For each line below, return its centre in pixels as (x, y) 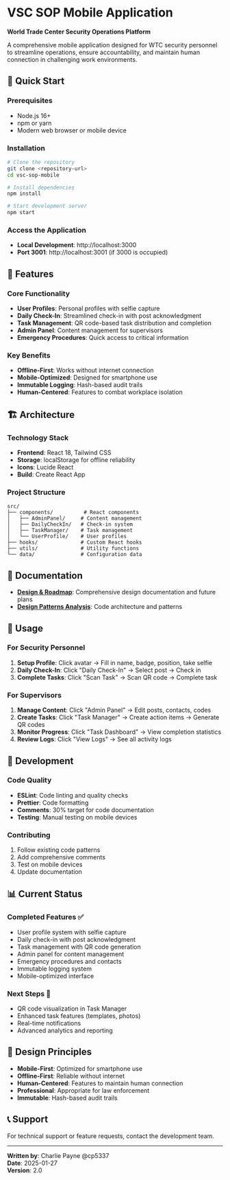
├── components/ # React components (73, 513)
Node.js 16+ (34, 115)
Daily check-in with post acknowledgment (76, 939)
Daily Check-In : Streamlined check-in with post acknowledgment (109, 316)
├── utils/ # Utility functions (73, 548)
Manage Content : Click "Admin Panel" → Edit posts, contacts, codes (114, 710)
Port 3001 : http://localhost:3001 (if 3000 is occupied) (92, 253)
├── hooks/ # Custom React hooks (75, 543)
